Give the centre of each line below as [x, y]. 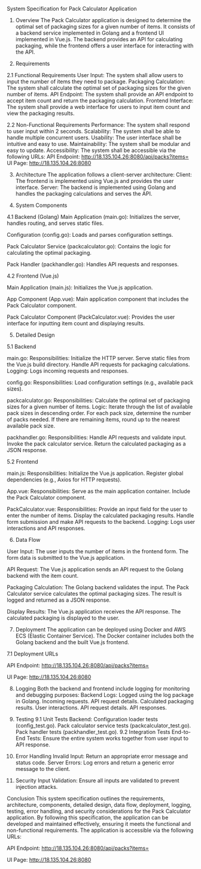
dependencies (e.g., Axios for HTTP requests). [64, 480]
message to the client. [43, 769]
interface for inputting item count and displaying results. [76, 323]
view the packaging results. [41, 113]
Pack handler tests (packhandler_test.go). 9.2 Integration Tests [93, 732]
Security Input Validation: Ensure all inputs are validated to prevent [97, 780]
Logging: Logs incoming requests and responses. [68, 371]
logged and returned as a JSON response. [59, 600]
